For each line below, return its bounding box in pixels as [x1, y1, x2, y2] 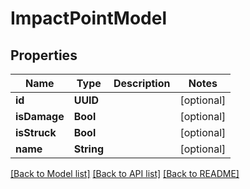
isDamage [15, 110, 65, 123]
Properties [10, 47, 78, 64]
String [73, 142, 104, 156]
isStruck [15, 126, 57, 139]
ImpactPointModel [10, 7, 167, 30]
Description [113, 77, 171, 90]
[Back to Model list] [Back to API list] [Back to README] [10, 168, 240, 179]
